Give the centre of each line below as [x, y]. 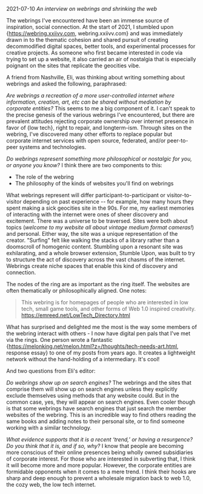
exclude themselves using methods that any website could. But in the [93, 396]
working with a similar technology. [49, 428]
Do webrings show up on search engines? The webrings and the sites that [99, 382]
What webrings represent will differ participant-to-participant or [86, 195]
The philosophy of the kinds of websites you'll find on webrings [94, 183]
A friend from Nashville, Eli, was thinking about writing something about [96, 77]
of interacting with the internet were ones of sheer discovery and [87, 214]
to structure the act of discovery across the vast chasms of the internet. [96, 259]
